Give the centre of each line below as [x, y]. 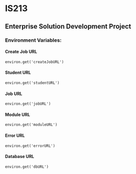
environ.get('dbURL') [27, 167]
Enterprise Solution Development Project [68, 26]
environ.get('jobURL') [28, 104]
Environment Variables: [33, 40]
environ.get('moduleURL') [31, 125]
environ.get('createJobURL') [34, 62]
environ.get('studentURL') [32, 83]
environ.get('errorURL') [30, 146]
